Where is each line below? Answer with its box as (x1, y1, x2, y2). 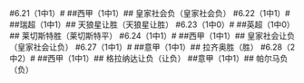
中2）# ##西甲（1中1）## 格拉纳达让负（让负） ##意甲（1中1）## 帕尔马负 (9, 53, 289, 63)
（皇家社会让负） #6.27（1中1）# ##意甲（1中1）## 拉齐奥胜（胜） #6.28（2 (9, 41, 296, 52)
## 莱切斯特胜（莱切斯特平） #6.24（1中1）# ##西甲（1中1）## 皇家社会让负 (9, 31, 296, 41)
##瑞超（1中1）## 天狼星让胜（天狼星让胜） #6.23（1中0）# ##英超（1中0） (9, 19, 295, 30)
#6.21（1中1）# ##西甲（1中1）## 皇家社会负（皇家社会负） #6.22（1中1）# (9, 8, 290, 18)
